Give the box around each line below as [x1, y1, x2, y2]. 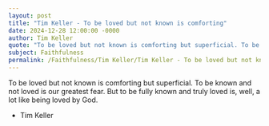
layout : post [8, 11, 52, 20]
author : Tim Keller [8, 33, 74, 42]
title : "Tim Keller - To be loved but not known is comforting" [8, 19, 227, 27]
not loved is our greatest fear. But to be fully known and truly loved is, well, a [8, 86, 260, 96]
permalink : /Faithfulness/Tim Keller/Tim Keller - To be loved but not [8, 57, 252, 65]
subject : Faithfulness [8, 49, 84, 57]
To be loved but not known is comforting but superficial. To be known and [8, 77, 252, 88]
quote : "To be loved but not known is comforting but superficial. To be [8, 41, 260, 49]
